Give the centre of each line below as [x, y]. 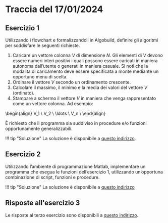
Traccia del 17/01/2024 [54, 9]
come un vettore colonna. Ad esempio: [53, 104]
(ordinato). [23, 93]
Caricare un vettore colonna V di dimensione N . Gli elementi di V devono [88, 55]
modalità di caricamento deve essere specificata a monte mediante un [86, 71]
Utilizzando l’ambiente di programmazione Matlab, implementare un [75, 166]
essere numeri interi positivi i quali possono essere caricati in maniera [85, 61]
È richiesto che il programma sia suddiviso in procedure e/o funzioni [76, 123]
